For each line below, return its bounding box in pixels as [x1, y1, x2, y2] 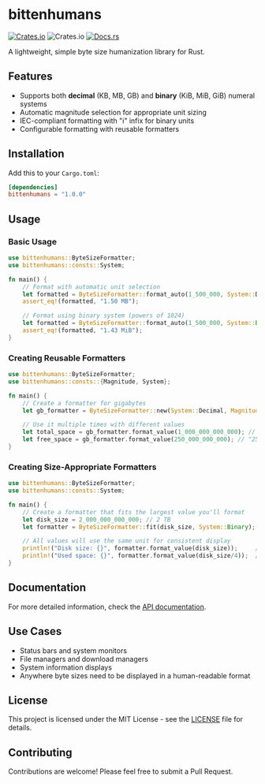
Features [8, 69, 53, 84]
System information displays [19, 663, 113, 672]
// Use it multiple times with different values [22, 420, 185, 429]
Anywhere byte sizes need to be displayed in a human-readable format [19, 670, 251, 680]
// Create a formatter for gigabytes [22, 399, 147, 407]
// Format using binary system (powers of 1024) [22, 312, 185, 320]
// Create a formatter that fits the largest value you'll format [22, 508, 245, 516]
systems [19, 99, 47, 108]
